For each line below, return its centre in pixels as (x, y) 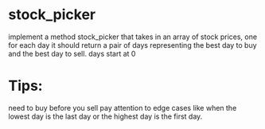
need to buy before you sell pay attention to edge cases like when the (123, 107)
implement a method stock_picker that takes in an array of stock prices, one (132, 37)
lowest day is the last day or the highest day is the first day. (105, 116)
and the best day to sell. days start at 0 (72, 53)
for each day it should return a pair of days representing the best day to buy (132, 45)
